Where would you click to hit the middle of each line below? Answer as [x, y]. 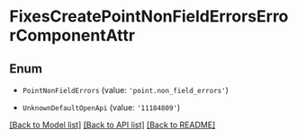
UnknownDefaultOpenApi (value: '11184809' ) [101, 108]
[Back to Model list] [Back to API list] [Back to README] [112, 125]
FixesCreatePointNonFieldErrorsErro [149, 17]
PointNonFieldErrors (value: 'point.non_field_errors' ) [126, 90]
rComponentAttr [72, 35]
